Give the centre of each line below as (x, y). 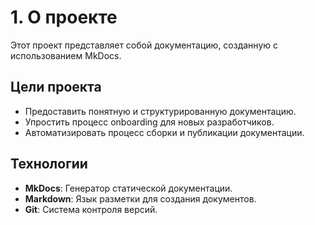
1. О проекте (64, 17)
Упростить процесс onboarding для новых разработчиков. (149, 122)
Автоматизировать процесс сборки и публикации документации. (164, 132)
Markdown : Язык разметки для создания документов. (140, 198)
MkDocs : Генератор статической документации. (128, 188)
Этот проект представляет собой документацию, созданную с (144, 45)
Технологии (49, 164)
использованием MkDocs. (66, 55)
